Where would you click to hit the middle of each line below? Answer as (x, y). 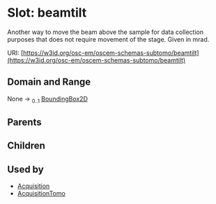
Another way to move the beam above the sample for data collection (106, 32)
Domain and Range (49, 82)
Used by (25, 169)
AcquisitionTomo (41, 194)
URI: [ (15, 53)
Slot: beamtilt (47, 13)
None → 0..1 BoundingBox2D (48, 100)
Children (26, 146)
